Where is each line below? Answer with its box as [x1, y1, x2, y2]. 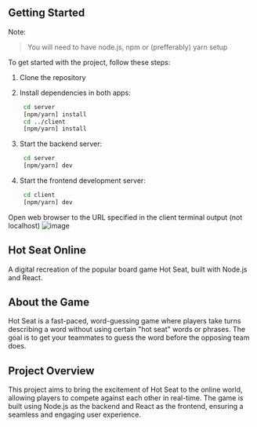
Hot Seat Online [8, 243, 86, 257]
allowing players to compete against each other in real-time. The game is [8, 393, 244, 403]
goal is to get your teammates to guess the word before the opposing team [8, 333, 250, 342]
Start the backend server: [19, 139, 103, 148]
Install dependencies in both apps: [19, 88, 131, 97]
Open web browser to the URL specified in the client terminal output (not [8, 212, 243, 222]
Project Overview [8, 364, 95, 378]
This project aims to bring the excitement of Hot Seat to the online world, [8, 385, 243, 395]
